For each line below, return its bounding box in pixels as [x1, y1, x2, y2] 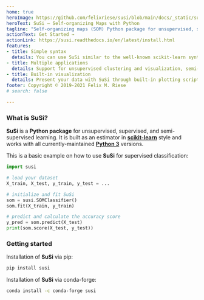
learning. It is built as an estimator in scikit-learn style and [35, 134, 182, 141]
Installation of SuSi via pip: [6, 253, 73, 260]
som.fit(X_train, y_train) [6, 203, 75, 209]
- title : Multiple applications [6, 60, 88, 66]
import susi [6, 164, 36, 170]
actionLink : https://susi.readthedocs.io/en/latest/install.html [6, 37, 175, 43]
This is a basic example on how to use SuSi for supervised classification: [6, 152, 189, 159]
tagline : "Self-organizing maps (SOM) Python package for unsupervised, [6, 26, 194, 32]
